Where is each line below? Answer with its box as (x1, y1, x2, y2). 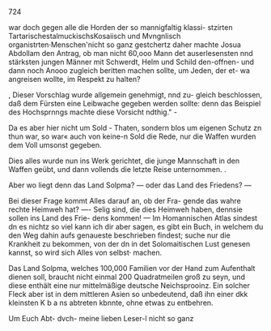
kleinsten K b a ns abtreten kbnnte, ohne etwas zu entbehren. (8, 298, 214, 307)
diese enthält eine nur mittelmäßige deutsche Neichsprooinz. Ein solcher (8, 281, 251, 290)
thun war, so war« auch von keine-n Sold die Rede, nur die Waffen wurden (8, 131, 256, 141)
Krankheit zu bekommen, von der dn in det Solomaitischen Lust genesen (8, 239, 251, 248)
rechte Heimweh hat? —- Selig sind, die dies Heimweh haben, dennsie (8, 204, 243, 214)
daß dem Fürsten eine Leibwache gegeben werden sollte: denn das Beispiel (8, 99, 261, 108)
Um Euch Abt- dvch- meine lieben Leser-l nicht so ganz (8, 314, 194, 323)
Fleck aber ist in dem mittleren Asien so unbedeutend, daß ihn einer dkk (8, 290, 248, 299)
